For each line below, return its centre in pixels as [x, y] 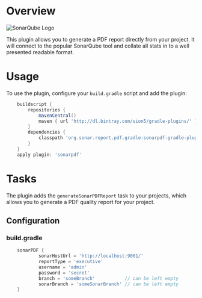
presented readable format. [40, 52]
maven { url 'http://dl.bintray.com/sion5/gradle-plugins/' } [118, 121]
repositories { [47, 110]
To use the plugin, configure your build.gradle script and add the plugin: [97, 93]
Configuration [33, 221]
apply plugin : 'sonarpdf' [50, 155]
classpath [50, 138]
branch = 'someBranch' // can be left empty [109, 278]
